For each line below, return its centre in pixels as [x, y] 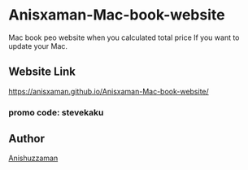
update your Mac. [38, 46]
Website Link [42, 72]
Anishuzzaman [33, 158]
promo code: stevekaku [56, 112]
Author [26, 139]
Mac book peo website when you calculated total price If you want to [124, 37]
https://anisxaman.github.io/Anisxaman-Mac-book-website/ [109, 91]
